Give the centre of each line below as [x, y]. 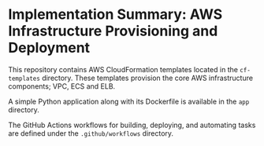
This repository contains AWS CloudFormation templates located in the [123, 69]
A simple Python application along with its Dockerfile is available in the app [129, 101]
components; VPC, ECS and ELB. [62, 86]
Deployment [49, 48]
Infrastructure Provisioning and [113, 31]
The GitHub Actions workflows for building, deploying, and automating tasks [132, 125]
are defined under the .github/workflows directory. [91, 133]
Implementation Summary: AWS [115, 15]
